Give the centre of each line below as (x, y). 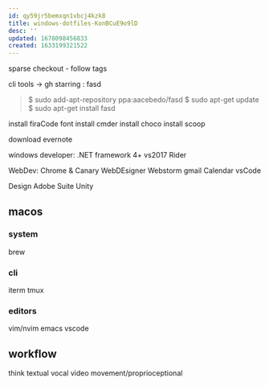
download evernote (41, 140)
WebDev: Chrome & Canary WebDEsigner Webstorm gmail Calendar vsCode (135, 170)
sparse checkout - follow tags (58, 68)
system (23, 234)
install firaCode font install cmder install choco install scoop (107, 124)
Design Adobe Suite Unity (51, 187)
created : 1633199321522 (48, 46)
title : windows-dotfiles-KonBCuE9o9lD (73, 23)
